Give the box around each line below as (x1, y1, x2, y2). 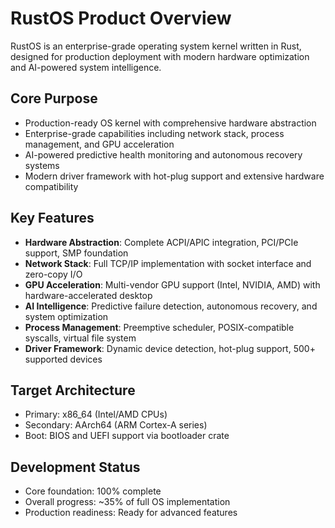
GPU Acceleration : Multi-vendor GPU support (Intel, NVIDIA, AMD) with (24, 278, 321, 291)
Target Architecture (10, 382, 136, 399)
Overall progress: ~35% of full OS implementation (24, 496, 231, 508)
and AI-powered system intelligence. (10, 61, 162, 73)
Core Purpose (10, 90, 98, 107)
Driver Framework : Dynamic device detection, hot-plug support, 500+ (24, 342, 316, 354)
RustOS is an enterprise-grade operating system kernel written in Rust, (10, 40, 302, 52)
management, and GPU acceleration (24, 138, 175, 150)
